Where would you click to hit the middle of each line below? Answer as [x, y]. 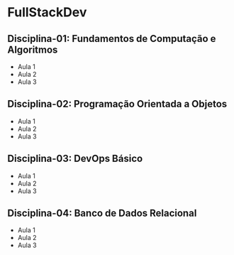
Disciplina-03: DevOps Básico [75, 159]
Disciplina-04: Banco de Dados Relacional [102, 213]
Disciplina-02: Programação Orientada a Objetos [117, 104]
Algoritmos [33, 49]
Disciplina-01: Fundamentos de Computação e [112, 39]
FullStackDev [47, 12]
